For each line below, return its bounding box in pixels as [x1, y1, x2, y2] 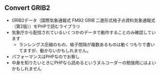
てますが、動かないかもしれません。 [18, 47, 91, 53]
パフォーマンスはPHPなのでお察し [11, 53, 80, 60]
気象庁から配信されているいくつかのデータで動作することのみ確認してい [11, 29, 156, 35]
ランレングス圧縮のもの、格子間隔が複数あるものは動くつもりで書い [18, 41, 155, 47]
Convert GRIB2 [4, 4, 50, 12]
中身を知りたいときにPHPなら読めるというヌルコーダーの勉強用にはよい [11, 60, 156, 65]
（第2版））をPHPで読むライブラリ [11, 23, 80, 29]
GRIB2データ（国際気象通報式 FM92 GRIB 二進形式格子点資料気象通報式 [11, 17, 156, 23]
